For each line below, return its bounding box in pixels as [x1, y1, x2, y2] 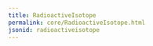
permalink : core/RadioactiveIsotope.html [8, 19, 146, 27]
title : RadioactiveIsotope [8, 11, 97, 19]
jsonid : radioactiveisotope [8, 26, 100, 34]
